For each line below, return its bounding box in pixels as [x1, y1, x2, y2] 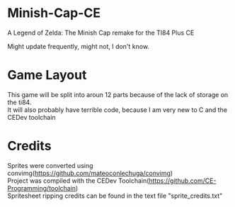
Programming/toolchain [7, 184, 76, 192]
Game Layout [7, 67, 87, 83]
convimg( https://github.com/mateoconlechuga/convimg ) [7, 169, 173, 177]
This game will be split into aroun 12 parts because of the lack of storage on [7, 90, 229, 99]
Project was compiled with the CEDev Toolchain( [7, 176, 149, 185]
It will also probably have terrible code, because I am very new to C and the [7, 105, 228, 114]
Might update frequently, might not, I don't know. [7, 42, 150, 50]
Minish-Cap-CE [7, 5, 101, 21]
